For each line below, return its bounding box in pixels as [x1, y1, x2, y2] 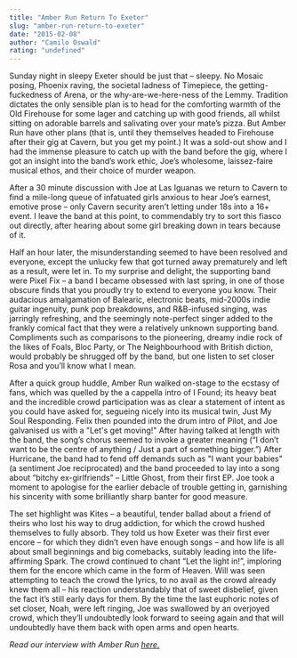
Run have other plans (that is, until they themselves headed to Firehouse [9, 127, 274, 138]
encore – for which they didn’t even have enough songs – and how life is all [9, 537, 285, 548]
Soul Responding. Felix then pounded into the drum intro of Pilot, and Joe [9, 416, 278, 426]
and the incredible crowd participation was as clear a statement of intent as [9, 397, 285, 408]
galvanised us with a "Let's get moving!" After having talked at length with [9, 425, 280, 436]
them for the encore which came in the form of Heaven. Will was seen [9, 565, 266, 576]
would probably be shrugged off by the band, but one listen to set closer [9, 351, 276, 361]
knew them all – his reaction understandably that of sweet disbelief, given [9, 584, 278, 595]
